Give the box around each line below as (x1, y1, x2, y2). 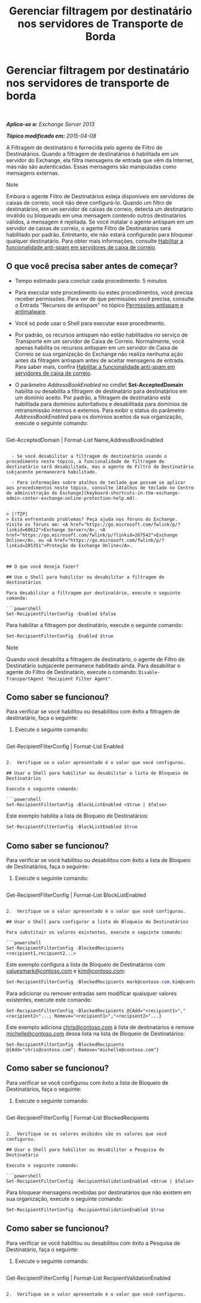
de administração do (6, 490, 58, 496)
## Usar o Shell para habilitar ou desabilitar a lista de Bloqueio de (6, 770, 188, 776)
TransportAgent (6, 676, 44, 682)
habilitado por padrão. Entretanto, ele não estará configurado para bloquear (6, 231, 193, 238)
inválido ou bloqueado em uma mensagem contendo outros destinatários (6, 211, 187, 219)
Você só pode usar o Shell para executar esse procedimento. (14, 320, 166, 327)
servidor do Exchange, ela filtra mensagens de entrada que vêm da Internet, (6, 156, 194, 163)
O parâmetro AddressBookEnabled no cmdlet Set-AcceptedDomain (14, 381, 184, 388)
